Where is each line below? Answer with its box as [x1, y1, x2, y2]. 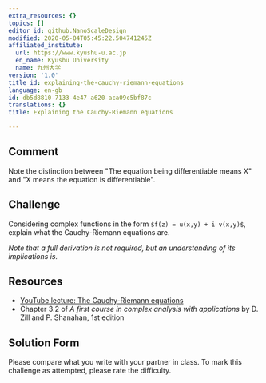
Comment [8, 145, 59, 158]
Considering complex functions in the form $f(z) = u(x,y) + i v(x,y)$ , [8, 219, 246, 229]
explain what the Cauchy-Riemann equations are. [8, 227, 170, 237]
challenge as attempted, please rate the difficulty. [8, 365, 172, 376]
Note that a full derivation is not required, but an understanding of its [8, 243, 236, 253]
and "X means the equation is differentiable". [8, 174, 156, 184]
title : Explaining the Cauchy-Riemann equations [8, 109, 173, 117]
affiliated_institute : [8, 42, 84, 50]
